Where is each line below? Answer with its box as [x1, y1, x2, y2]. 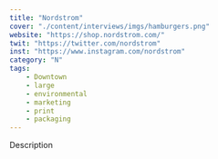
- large [26, 81, 55, 90]
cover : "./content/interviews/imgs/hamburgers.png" [9, 22, 210, 31]
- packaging [26, 114, 71, 124]
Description [9, 140, 53, 151]
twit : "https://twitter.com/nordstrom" [9, 38, 161, 48]
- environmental [26, 89, 88, 98]
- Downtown [26, 73, 67, 82]
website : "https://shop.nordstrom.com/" [9, 30, 166, 39]
